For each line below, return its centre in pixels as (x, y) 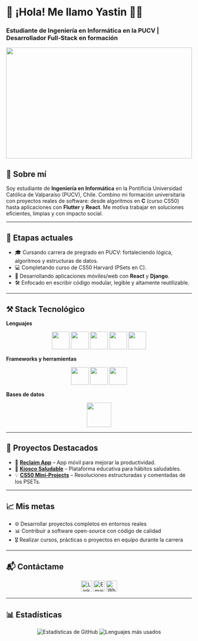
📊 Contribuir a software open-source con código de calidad (88, 531)
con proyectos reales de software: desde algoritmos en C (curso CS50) (93, 201)
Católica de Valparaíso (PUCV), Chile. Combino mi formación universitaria (95, 195)
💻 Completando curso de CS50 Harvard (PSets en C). (80, 268)
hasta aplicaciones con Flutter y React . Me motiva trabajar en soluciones (95, 207)
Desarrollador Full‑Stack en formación (62, 38)
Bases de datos (25, 394)
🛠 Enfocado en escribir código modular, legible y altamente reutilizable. (102, 283)
